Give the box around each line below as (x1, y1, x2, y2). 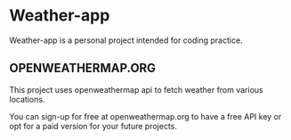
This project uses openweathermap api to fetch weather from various (9, 84, 264, 95)
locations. (9, 94, 45, 104)
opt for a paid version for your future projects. (9, 120, 178, 131)
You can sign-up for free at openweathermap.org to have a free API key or (9, 111, 282, 121)
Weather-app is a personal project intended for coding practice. (9, 35, 243, 45)
